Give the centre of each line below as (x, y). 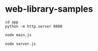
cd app (12, 22)
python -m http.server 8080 (34, 26)
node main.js (18, 35)
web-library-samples (49, 9)
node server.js (21, 44)
